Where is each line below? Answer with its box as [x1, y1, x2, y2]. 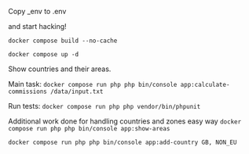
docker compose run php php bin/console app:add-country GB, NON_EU [8, 138, 237, 146]
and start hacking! [8, 22, 67, 30]
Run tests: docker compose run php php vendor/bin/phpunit [8, 102, 201, 110]
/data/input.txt [49, 88, 104, 95]
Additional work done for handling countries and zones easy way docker [8, 116, 242, 126]
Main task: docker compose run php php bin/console [8, 80, 178, 88]
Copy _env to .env [8, 7, 67, 16]
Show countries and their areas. [8, 64, 112, 73]
